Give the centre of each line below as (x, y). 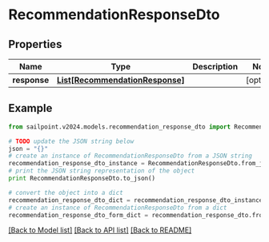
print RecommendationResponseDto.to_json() (82, 179)
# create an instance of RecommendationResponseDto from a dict (118, 208)
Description (215, 67)
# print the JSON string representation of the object (102, 171)
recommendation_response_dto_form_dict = (78, 215)
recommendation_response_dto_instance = (77, 164)
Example (30, 108)
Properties (35, 44)
